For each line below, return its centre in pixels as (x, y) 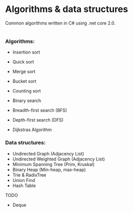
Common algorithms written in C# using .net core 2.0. (60, 23)
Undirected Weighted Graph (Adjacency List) (58, 159)
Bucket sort (24, 81)
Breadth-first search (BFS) (40, 110)
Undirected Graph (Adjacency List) (48, 153)
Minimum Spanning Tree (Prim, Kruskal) (53, 164)
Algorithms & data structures (67, 9)
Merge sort (24, 71)
